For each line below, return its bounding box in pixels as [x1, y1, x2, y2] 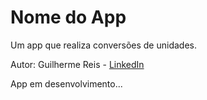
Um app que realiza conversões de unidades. [10, 39, 197, 51]
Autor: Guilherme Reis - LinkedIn [10, 58, 145, 70]
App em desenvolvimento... [10, 77, 123, 90]
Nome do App [10, 6, 127, 29]
